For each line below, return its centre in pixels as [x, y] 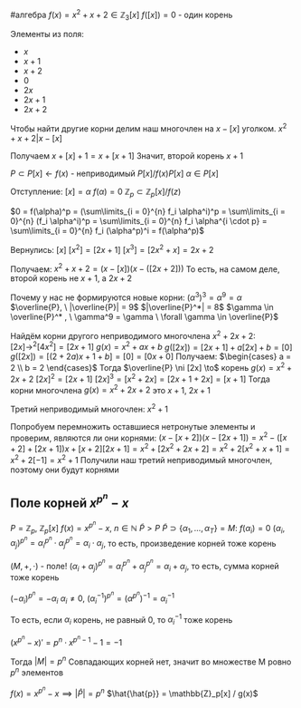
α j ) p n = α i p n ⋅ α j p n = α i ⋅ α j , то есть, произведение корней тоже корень [143, 543]
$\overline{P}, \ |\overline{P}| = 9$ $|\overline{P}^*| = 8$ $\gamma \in [142, 306]
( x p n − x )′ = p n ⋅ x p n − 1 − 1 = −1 [66, 640]
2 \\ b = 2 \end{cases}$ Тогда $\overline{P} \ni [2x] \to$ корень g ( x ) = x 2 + [151, 367]
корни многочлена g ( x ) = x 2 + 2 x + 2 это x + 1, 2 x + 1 [111, 389]
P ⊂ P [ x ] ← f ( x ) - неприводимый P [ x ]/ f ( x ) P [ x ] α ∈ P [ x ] [115, 174]
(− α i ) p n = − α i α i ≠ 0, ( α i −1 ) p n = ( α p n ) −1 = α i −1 [93, 597]
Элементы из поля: [47, 34]
